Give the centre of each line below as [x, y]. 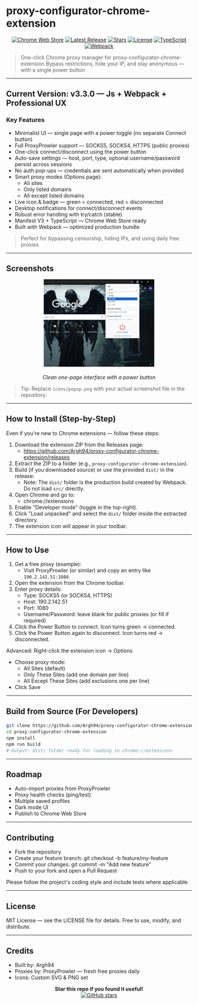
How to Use [28, 550]
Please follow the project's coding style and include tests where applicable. [98, 882]
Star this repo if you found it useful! [99, 989]
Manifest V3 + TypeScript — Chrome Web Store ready [80, 220]
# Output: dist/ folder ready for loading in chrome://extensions [89, 750]
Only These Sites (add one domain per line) [76, 675]
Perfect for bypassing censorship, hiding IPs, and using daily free [100, 238]
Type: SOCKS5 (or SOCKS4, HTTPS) [68, 595]
